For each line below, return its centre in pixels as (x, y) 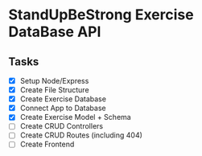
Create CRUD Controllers (61, 126)
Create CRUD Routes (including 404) (81, 135)
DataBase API (55, 32)
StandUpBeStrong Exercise (101, 15)
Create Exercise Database (63, 99)
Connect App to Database (63, 108)
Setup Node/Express (54, 81)
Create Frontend (47, 144)
